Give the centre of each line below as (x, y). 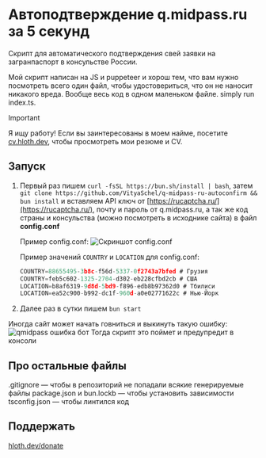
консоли (23, 341)
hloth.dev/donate (36, 445)
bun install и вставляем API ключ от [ (85, 200)
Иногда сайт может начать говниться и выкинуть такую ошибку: (118, 324)
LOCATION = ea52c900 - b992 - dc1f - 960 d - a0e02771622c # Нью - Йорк (119, 294)
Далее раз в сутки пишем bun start (80, 309)
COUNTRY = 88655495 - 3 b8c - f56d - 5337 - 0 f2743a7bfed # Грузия (114, 271)
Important (24, 117)
